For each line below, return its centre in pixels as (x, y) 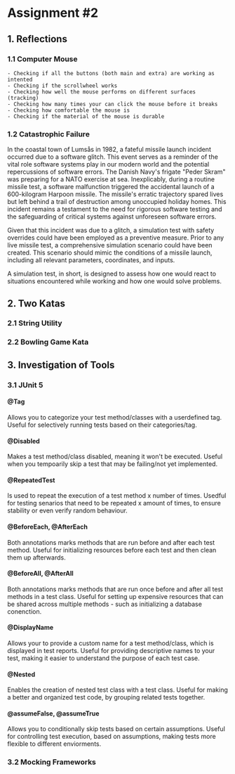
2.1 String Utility (35, 323)
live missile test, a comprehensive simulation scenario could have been (110, 245)
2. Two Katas (36, 303)
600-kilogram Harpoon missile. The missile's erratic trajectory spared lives (115, 194)
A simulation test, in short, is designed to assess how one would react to (112, 274)
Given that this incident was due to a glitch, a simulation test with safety (111, 231)
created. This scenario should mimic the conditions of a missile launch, (110, 253)
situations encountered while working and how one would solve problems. (115, 281)
